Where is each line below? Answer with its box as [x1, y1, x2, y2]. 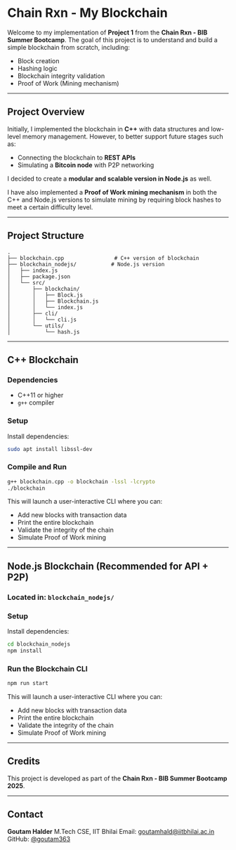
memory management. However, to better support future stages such [22, 132, 223, 140]
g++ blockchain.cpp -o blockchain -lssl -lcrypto [7, 478, 156, 485]
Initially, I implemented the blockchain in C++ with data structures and [7, 124, 210, 133]
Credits [7, 755, 41, 767]
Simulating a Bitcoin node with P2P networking [17, 160, 155, 169]
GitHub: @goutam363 [7, 835, 71, 843]
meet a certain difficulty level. [7, 202, 93, 211]
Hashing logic [17, 64, 58, 72]
